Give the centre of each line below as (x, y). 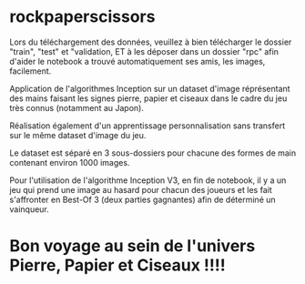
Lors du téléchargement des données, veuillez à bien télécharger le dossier (151, 42)
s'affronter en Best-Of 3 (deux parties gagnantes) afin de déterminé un (142, 199)
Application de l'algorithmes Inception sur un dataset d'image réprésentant (150, 88)
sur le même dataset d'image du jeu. (78, 135)
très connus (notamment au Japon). (76, 107)
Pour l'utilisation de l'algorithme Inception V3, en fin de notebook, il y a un (148, 180)
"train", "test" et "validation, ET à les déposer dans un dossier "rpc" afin (144, 51)
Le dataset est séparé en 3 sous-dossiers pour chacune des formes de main (153, 153)
